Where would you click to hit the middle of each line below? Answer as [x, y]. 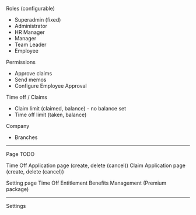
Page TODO [20, 154]
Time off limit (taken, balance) [50, 115]
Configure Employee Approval [50, 86]
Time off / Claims [27, 97]
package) [17, 189]
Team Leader [30, 44]
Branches [26, 137]
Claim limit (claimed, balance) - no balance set [70, 108]
